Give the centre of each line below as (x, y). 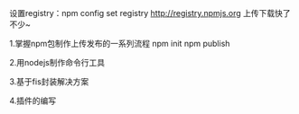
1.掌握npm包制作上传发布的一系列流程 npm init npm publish (120, 44)
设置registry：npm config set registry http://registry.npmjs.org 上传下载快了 (150, 13)
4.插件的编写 (33, 101)
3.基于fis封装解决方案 (49, 82)
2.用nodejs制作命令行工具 (57, 62)
